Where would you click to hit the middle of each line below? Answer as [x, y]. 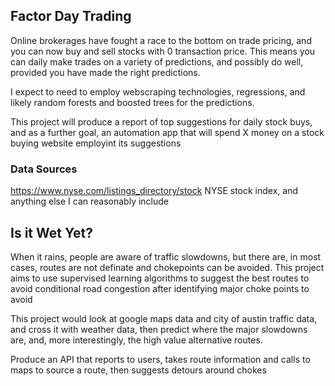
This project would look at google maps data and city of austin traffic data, [164, 318]
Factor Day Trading [71, 16]
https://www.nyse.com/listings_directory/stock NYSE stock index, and [154, 191]
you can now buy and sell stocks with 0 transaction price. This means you [163, 51]
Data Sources [44, 169]
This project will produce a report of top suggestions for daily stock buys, [161, 121]
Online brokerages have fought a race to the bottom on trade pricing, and [161, 40]
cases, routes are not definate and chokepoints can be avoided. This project [167, 267]
